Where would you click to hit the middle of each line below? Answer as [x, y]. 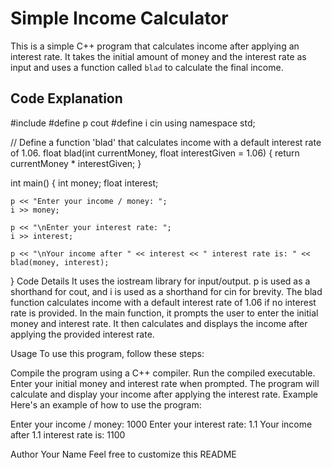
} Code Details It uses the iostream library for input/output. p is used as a [160, 281]
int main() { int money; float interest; [84, 183]
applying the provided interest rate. [82, 334]
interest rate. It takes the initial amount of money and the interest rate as [158, 56]
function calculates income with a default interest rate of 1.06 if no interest [163, 302]
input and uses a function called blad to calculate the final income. [147, 67]
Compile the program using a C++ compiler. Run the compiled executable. [163, 373]
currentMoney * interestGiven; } [76, 163]
